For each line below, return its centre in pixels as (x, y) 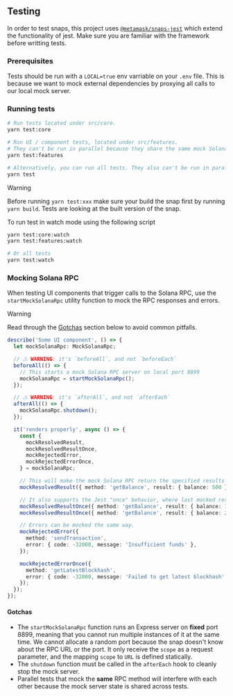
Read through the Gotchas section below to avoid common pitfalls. (102, 327)
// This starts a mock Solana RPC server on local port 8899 (110, 372)
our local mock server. (39, 91)
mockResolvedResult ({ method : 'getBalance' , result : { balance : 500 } (124, 487)
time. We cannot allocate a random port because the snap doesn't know (120, 642)
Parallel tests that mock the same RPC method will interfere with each (117, 679)
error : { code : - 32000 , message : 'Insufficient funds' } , (111, 545)
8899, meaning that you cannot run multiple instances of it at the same (118, 635)
